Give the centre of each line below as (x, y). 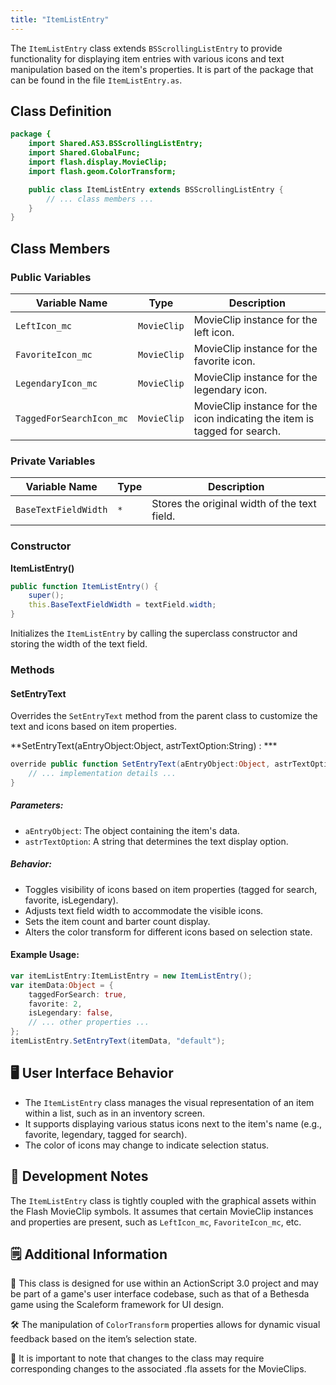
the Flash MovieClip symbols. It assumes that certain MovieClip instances (162, 1211)
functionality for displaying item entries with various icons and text (147, 58)
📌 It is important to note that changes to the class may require (137, 1358)
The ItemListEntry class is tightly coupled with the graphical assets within (163, 1200)
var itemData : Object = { (62, 985)
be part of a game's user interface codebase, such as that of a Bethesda (160, 1294)
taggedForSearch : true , (78, 994)
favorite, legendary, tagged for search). (106, 1134)
